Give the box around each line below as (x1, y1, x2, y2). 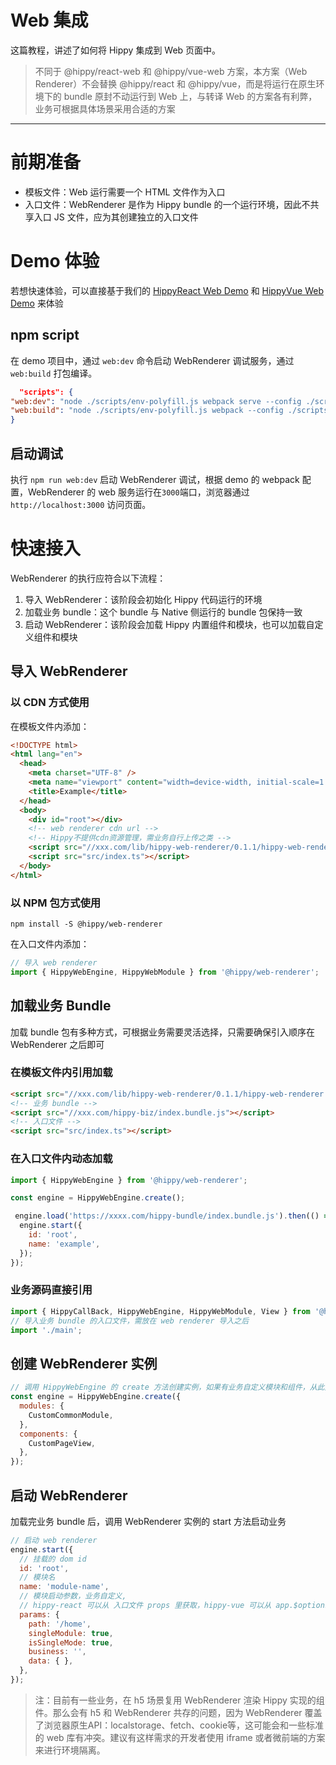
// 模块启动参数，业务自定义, (19, 1591, 127, 1601)
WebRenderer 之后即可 (10, 1038, 105, 1050)
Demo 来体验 (10, 297, 64, 309)
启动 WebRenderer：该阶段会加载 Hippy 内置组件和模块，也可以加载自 (24, 618, 315, 630)
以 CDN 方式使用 (10, 696, 90, 710)
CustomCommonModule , (28, 1410, 114, 1420)
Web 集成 (10, 9, 89, 32)
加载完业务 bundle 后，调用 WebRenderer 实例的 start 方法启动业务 (10, 1515, 287, 1527)
